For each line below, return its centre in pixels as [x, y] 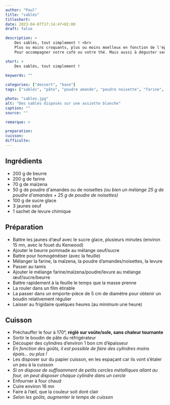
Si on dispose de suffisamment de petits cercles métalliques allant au [85, 370]
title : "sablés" [22, 15]
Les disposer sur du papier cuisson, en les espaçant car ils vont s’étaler [87, 359]
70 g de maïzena [30, 184]
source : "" [17, 113]
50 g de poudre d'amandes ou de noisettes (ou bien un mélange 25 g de [88, 190]
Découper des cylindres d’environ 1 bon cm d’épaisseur [70, 343]
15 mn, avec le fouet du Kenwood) [48, 245]
